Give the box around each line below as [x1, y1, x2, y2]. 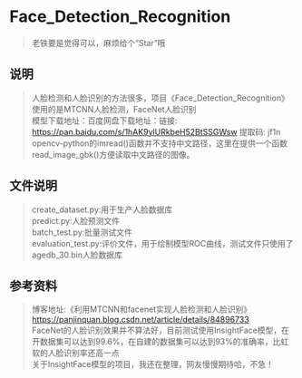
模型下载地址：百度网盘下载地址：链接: [31, 115, 178, 126]
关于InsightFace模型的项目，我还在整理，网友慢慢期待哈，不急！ [31, 359, 274, 370]
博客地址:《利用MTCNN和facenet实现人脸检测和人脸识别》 [31, 304, 252, 315]
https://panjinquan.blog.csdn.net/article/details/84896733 [31, 315, 249, 325]
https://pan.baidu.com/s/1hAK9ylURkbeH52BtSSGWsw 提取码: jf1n [31, 126, 281, 137]
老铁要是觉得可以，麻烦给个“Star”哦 [31, 37, 166, 48]
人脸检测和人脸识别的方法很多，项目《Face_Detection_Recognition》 [31, 92, 290, 103]
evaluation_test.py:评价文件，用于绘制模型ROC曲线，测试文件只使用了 [31, 237, 294, 248]
